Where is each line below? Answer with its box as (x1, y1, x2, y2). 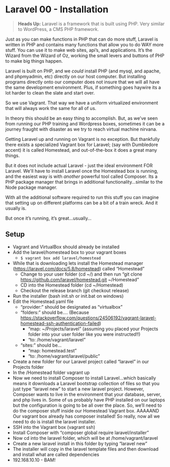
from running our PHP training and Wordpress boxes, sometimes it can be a (5, 120, 165, 127)
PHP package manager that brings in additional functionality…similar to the (5, 178, 163, 185)
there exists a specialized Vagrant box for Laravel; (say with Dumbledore (5, 141, 158, 148)
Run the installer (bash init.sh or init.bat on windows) (12, 293, 124, 299)
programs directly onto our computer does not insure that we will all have (5, 79, 160, 85)
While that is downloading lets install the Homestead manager (12, 260, 143, 266)
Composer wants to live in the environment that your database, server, (12, 391, 161, 397)
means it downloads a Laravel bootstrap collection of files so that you (12, 380, 160, 386)
